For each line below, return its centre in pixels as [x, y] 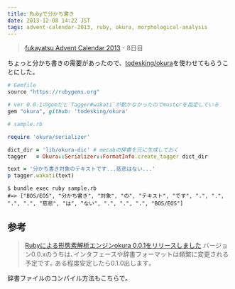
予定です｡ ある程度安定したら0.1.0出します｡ [88, 263]
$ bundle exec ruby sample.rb [52, 188]
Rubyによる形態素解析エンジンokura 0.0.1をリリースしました [113, 245]
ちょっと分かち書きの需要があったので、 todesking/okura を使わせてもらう [115, 63]
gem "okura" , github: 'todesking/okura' [68, 111]
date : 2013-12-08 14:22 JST [49, 21]
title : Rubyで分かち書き [41, 14]
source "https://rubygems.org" [54, 92]
